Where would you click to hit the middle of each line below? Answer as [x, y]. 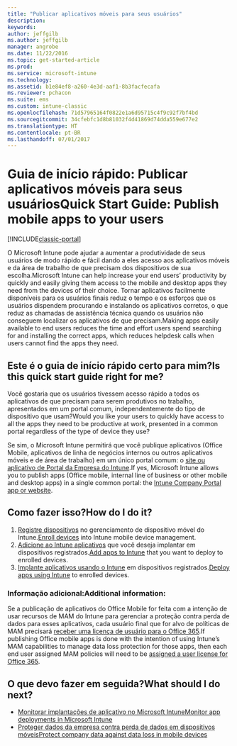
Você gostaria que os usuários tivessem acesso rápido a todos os [104, 394]
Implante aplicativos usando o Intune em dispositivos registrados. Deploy [123, 567]
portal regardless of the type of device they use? [79, 431]
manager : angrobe [33, 47]
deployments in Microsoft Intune [65, 719]
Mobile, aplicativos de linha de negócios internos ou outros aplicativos [110, 452]
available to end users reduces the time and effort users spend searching [115, 328]
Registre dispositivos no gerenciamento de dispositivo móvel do [111, 530]
